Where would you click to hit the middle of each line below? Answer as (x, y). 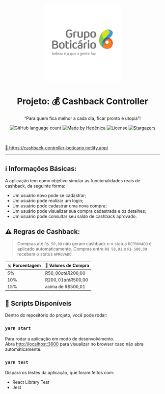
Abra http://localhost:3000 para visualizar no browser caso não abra (74, 344)
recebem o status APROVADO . (45, 254)
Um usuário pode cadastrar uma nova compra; (59, 206)
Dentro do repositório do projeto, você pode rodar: (56, 315)
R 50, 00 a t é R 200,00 (65, 273)
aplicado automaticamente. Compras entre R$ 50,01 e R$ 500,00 (82, 249)
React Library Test (31, 382)
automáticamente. (23, 349)
